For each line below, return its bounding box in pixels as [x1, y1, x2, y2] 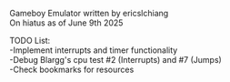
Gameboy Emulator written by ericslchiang [9, 8, 169, 18]
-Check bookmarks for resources [9, 64, 135, 75]
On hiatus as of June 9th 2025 [9, 17, 124, 28]
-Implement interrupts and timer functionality [9, 45, 178, 56]
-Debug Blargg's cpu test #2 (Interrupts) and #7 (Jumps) [9, 55, 223, 65]
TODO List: [9, 36, 51, 46]
